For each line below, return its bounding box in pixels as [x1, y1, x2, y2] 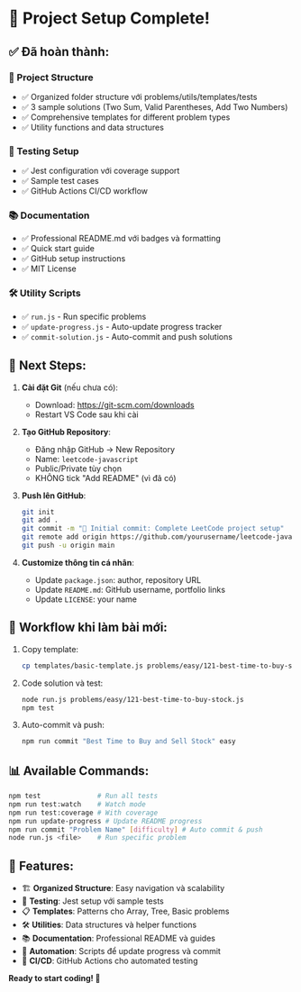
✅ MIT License [21, 263, 78, 274]
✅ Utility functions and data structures [21, 122, 164, 132]
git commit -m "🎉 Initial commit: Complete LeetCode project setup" [21, 524, 285, 533]
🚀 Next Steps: [8, 358, 87, 373]
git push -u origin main [21, 541, 115, 551]
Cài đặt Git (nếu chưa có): [21, 382, 119, 393]
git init [21, 507, 55, 516]
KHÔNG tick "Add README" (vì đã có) [34, 472, 177, 483]
